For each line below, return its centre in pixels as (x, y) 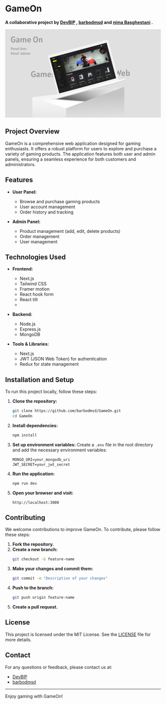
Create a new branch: (35, 550)
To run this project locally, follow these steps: (51, 392)
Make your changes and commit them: (53, 569)
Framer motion (35, 289)
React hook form (37, 294)
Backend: (22, 314)
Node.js (28, 324)
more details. (19, 639)
